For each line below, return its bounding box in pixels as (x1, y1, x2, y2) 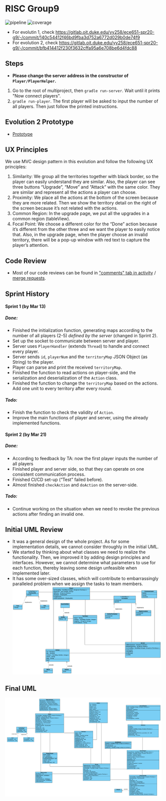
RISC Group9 (5, 3, 59, 14)
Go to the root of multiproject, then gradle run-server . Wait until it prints (12, 88, 160, 94)
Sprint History (5, 290, 50, 298)
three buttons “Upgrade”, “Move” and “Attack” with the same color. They (12, 184, 160, 190)
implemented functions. (12, 420, 61, 426)
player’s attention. (12, 242, 49, 248)
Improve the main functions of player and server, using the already (12, 415, 149, 421)
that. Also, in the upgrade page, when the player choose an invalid (12, 232, 148, 238)
